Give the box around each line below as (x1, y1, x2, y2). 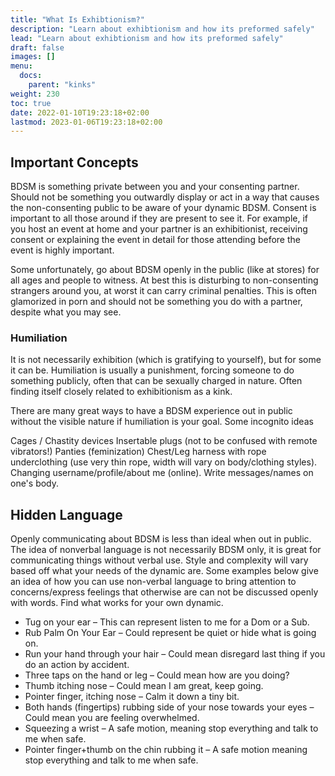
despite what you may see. (10, 306, 122, 318)
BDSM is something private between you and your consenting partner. (10, 181, 300, 193)
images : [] (10, 52, 56, 62)
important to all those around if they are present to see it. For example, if (10, 212, 308, 225)
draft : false (10, 42, 65, 53)
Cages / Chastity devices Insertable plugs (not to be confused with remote (10, 435, 318, 447)
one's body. (10, 477, 60, 490)
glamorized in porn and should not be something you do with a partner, (10, 296, 303, 308)
